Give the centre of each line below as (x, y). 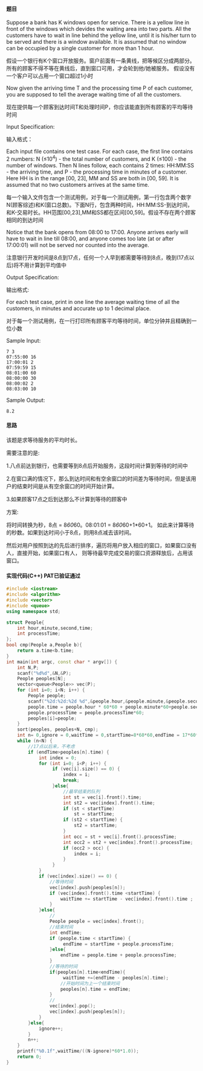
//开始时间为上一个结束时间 (90, 983)
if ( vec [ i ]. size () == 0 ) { (86, 769)
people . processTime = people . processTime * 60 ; (86, 712)
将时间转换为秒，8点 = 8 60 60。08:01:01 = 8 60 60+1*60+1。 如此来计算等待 (100, 525)
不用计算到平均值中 (43, 265)
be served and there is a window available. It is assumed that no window (96, 42)
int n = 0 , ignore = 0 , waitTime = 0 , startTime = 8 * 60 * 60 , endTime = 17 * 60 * (108, 735)
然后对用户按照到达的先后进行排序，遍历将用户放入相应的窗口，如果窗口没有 (101, 546)
